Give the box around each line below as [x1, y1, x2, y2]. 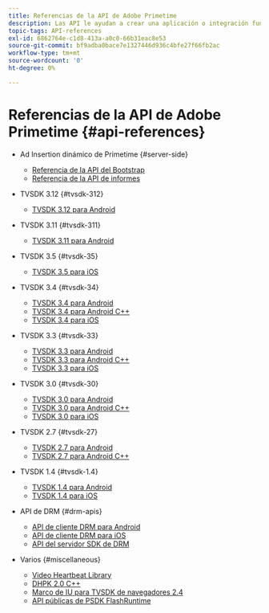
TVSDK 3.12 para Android [31, 204, 116, 214]
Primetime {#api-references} [8, 122, 206, 141]
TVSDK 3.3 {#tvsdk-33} [19, 330, 98, 340]
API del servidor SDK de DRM [31, 539, 130, 549]
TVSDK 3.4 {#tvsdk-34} [19, 282, 99, 292]
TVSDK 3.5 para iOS [31, 267, 98, 276]
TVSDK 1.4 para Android [31, 482, 112, 492]
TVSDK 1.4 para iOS [31, 491, 98, 501]
